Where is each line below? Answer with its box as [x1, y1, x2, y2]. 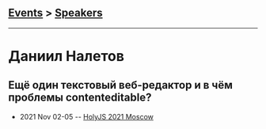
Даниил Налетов [8, 47, 125, 65]
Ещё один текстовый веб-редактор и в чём [8, 78, 234, 92]
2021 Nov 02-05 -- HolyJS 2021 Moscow [19, 112, 154, 121]
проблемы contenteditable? [8, 91, 152, 104]
